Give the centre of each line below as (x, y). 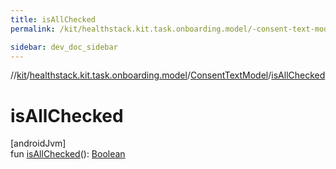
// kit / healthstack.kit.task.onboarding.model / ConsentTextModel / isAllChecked (168, 75)
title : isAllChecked (53, 19)
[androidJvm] (38, 143)
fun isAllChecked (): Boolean (68, 154)
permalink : (33, 29)
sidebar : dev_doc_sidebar (64, 47)
